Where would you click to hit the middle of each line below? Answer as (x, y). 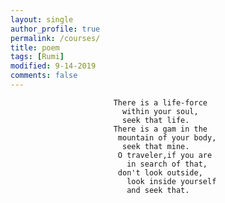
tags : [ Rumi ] (37, 57)
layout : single (42, 19)
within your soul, (160, 111)
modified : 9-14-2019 (53, 66)
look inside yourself (171, 181)
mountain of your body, (167, 137)
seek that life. (155, 120)
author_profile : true (55, 29)
